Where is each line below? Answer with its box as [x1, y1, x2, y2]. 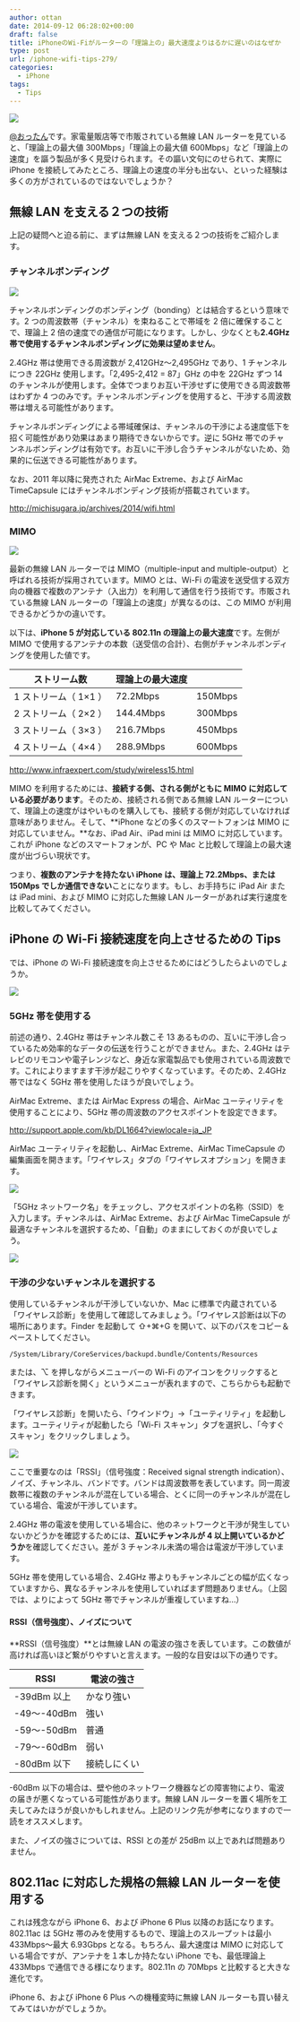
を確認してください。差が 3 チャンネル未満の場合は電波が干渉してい [25, 1542, 277, 1552]
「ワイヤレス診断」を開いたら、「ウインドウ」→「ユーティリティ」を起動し [9, 1408, 287, 1419]
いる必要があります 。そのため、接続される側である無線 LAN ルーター [9, 794, 265, 805]
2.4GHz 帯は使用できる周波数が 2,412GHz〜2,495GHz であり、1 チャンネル [9, 357, 287, 367]
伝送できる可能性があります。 [32, 454, 142, 465]
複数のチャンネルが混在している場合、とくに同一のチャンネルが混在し [32, 1489, 291, 1499]
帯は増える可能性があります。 [9, 402, 119, 412]
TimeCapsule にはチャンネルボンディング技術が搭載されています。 [9, 485, 255, 496]
